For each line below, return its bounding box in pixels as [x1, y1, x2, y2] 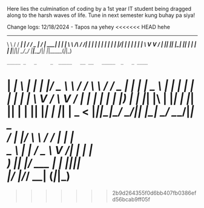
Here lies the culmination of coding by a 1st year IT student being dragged [7, 5, 192, 12]
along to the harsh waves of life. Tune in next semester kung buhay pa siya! [7, 12, 196, 19]
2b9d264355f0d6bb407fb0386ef [112, 189, 197, 196]
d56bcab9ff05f [112, 195, 151, 203]
